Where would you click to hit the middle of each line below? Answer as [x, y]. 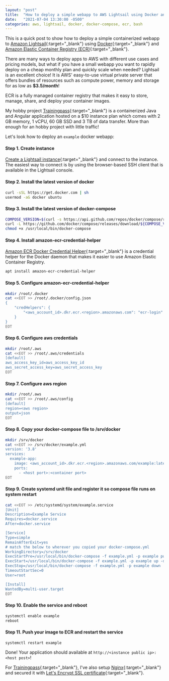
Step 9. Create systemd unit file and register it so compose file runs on [80, 489]
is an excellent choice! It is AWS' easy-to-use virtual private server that [79, 75]
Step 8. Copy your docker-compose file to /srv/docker [63, 429]
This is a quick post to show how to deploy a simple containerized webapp [82, 38]
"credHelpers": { [32, 308]
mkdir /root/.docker [27, 294]
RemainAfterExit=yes [27, 542]
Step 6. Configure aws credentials [41, 338]
